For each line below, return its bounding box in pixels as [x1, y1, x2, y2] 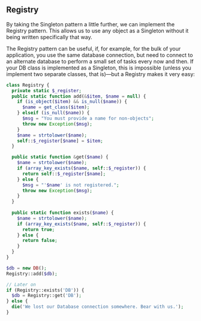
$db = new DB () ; [6, 265, 47, 271]
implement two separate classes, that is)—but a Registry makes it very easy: [6, 70, 195, 77]
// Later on [6, 281, 36, 287]
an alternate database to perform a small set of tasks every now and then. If [6, 57, 194, 65]
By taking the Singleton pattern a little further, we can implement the [6, 20, 175, 28]
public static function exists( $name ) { [11, 210, 114, 216]
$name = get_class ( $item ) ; [22, 104, 90, 110]
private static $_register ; [11, 87, 82, 93]
